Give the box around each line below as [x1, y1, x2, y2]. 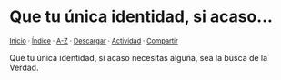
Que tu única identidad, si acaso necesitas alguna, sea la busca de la [9, 52, 268, 63]
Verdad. [9, 62, 39, 73]
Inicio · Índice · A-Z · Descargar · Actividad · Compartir [9, 36, 179, 45]
